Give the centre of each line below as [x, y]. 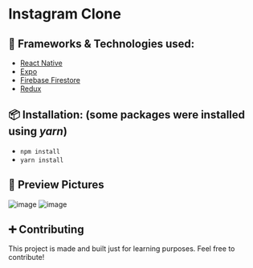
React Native [41, 63]
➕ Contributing [46, 230]
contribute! [27, 258]
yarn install [42, 160]
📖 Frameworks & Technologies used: [102, 44]
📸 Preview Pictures [56, 185]
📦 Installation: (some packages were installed [127, 115]
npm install [40, 151]
